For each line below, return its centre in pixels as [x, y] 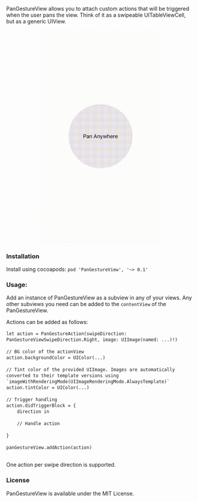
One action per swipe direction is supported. [61, 465]
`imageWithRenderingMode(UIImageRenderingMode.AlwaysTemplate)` [88, 382]
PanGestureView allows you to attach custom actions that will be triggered [98, 9]
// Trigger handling [32, 400]
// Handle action [39, 424]
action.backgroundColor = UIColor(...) [56, 358]
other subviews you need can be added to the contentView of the [86, 304]
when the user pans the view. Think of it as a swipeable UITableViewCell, [96, 15]
